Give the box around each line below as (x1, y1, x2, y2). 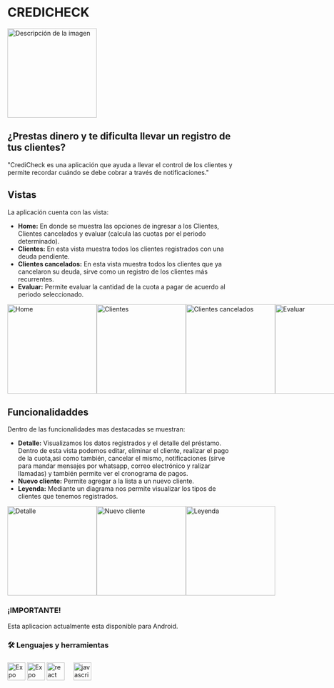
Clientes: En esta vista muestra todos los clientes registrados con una (17, 244, 225, 253)
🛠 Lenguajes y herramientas (7, 640, 109, 650)
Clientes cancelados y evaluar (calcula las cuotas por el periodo (17, 229, 206, 238)
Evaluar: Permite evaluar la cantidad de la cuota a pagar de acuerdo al (17, 282, 226, 291)
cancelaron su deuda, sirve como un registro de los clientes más (17, 267, 208, 276)
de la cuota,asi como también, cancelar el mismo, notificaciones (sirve (17, 454, 226, 463)
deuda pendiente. (17, 251, 70, 261)
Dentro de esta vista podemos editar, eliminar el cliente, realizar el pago (17, 447, 229, 455)
